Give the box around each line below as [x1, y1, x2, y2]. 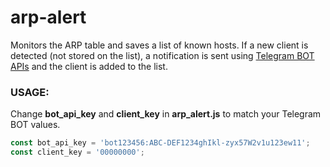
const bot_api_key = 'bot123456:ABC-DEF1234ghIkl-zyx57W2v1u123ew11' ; [10, 138, 311, 148]
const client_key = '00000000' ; [10, 147, 145, 158]
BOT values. [10, 119, 61, 131]
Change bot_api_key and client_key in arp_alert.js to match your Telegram [10, 108, 322, 120]
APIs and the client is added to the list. [10, 60, 168, 72]
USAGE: [10, 85, 50, 99]
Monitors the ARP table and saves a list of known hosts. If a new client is [10, 39, 309, 51]
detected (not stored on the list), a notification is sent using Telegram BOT [10, 49, 315, 61]
